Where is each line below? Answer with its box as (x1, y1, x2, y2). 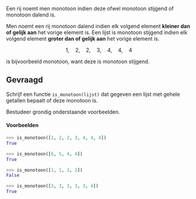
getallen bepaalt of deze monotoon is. (6, 97, 98, 104)
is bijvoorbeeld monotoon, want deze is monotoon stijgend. (6, 58, 150, 65)
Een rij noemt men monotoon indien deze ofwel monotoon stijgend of (6, 5, 174, 12)
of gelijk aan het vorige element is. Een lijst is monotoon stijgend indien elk (6, 29, 188, 36)
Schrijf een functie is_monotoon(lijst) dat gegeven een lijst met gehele (6, 91, 181, 98)
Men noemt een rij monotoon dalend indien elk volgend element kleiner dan (6, 23, 190, 29)
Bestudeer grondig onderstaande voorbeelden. (6, 108, 121, 115)
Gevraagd (6, 75, 43, 85)
